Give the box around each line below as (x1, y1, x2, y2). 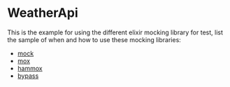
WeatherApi (7, 5, 78, 21)
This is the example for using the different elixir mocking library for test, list (7, 28, 224, 36)
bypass (17, 72, 39, 80)
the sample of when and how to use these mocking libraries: (7, 35, 182, 43)
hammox (17, 64, 43, 72)
